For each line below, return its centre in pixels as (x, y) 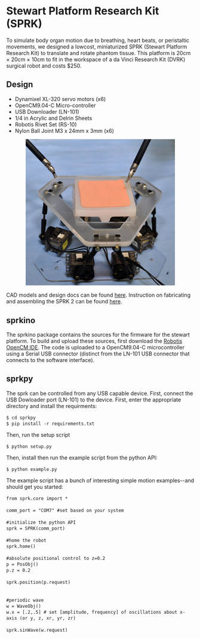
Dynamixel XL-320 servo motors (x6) (60, 99)
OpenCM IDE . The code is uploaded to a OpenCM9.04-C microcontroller (96, 347)
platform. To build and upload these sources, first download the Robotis (94, 341)
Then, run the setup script (38, 434)
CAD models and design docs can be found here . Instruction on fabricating (99, 295)
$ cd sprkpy (21, 418)
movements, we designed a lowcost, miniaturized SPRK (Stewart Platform (97, 47)
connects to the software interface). (50, 360)
